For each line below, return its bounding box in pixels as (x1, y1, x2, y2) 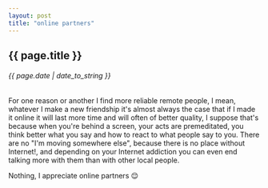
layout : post (8, 11, 52, 20)
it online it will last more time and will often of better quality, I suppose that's (8, 113, 259, 122)
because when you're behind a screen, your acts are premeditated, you (8, 122, 244, 131)
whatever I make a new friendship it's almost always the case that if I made (8, 105, 256, 114)
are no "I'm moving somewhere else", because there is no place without (8, 138, 246, 148)
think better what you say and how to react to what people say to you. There (8, 130, 260, 140)
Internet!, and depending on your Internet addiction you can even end (8, 147, 238, 157)
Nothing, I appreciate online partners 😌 (8, 171, 138, 181)
